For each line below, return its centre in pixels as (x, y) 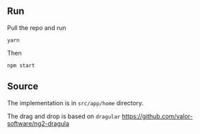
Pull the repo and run (37, 27)
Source (23, 86)
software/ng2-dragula (38, 123)
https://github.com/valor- (157, 116)
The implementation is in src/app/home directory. (75, 103)
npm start (21, 65)
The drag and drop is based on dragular (64, 116)
